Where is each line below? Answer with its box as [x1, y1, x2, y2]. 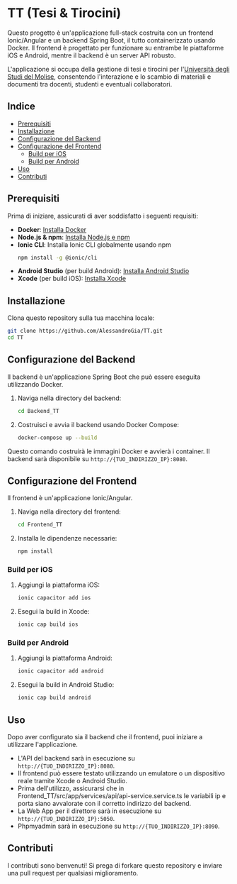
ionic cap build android [17, 694, 91, 702]
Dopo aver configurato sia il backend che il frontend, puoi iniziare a [7, 733, 203, 741]
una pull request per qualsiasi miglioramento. [7, 868, 139, 877]
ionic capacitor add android [17, 668, 104, 675]
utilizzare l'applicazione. [7, 740, 78, 749]
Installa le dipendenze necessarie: [17, 534, 117, 543]
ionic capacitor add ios [17, 595, 91, 602]
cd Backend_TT [17, 407, 59, 414]
